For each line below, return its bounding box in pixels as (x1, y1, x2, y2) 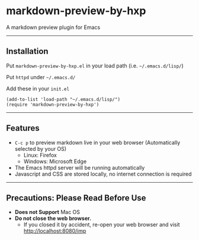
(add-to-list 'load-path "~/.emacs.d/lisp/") (6, 96, 120, 102)
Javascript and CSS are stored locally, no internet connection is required (14, 170, 192, 177)
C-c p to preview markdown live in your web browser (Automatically (14, 139, 181, 146)
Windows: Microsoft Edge (23, 158, 87, 165)
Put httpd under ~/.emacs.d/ (6, 73, 76, 80)
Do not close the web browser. (14, 215, 92, 222)
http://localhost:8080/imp (23, 228, 86, 235)
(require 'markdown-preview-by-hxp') (6, 102, 99, 108)
